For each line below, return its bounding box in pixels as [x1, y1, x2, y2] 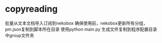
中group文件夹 [5, 32, 34, 38]
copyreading [5, 3, 58, 15]
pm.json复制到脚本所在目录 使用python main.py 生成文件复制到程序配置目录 [5, 26, 158, 32]
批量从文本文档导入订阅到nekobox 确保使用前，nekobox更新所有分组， [5, 20, 148, 26]
